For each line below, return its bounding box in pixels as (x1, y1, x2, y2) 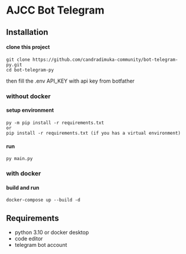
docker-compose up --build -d (6, 197, 81, 203)
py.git (6, 61, 22, 68)
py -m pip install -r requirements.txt (6, 119, 105, 126)
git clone (6, 57, 31, 63)
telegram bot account (14, 242, 67, 249)
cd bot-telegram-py (6, 67, 54, 73)
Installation (6, 27, 48, 37)
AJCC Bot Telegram (6, 4, 105, 17)
